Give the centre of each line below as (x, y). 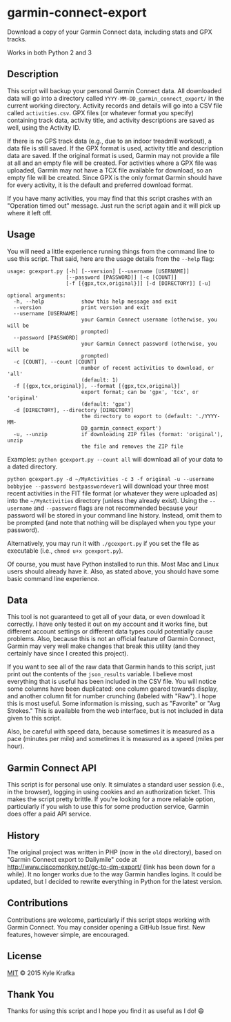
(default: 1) (100, 380)
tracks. (17, 39)
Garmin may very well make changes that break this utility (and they (103, 646)
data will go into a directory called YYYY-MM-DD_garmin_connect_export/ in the (116, 98)
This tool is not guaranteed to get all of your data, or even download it (106, 617)
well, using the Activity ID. (44, 127)
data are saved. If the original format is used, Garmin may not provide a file (113, 155)
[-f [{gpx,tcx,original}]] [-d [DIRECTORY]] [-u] (139, 283)
